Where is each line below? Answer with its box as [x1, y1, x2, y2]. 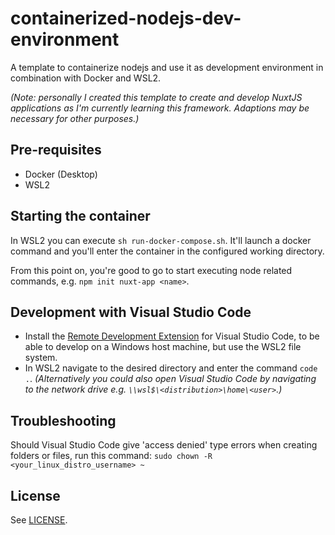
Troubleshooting [10, 412, 117, 429]
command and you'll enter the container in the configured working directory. [10, 245, 325, 257]
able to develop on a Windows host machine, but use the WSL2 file [24, 341, 302, 353]
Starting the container [10, 208, 151, 225]
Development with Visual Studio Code [10, 303, 252, 321]
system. [24, 352, 58, 364]
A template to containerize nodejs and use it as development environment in [10, 61, 324, 73]
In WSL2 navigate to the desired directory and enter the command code [24, 362, 318, 374]
